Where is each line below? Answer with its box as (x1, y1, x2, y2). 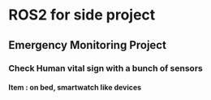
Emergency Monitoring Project (8, 38, 166, 52)
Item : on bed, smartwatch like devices (8, 83, 142, 93)
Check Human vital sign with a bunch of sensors (8, 63, 203, 74)
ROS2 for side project (8, 6, 156, 24)
